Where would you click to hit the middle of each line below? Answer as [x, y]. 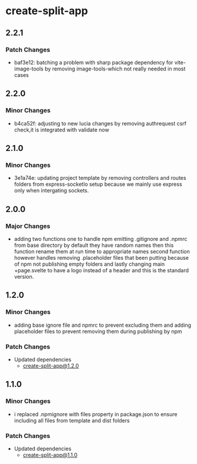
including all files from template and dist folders [72, 420]
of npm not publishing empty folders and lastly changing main [89, 264]
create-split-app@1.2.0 [51, 366]
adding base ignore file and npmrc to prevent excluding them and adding [103, 325]
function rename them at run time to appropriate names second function [102, 251]
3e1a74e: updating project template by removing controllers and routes [100, 178]
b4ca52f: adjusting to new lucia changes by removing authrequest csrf [100, 123]
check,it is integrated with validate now [62, 130]
